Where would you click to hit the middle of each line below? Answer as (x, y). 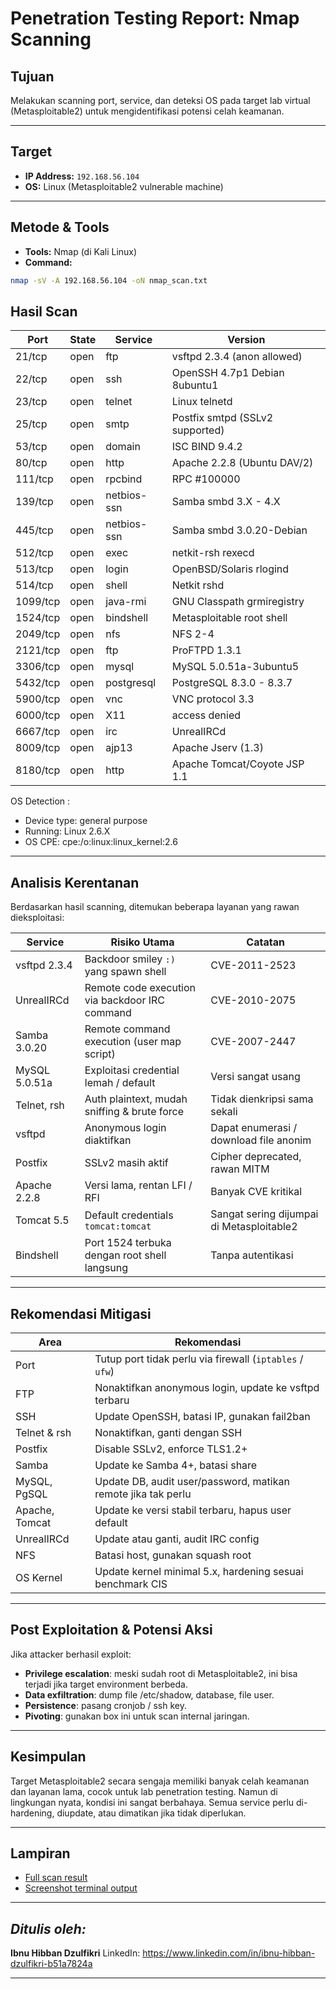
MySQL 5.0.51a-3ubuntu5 (235, 667)
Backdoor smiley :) (130, 959)
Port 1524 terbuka (128, 1243)
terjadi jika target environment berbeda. (106, 1684)
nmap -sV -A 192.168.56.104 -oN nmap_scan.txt (109, 280)
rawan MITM (240, 1169)
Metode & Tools (60, 227)
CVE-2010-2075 (253, 1000)
